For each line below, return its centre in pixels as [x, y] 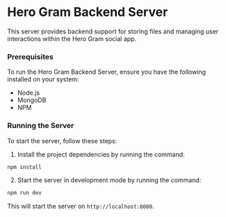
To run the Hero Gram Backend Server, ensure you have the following [107, 72]
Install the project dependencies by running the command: [101, 154]
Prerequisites [30, 56]
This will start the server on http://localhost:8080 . [81, 207]
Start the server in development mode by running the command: [109, 180]
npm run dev [24, 193]
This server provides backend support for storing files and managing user [113, 31]
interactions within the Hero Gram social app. [72, 38]
